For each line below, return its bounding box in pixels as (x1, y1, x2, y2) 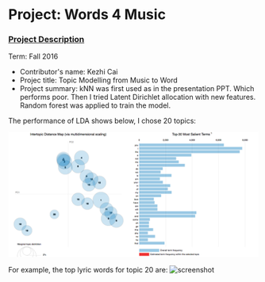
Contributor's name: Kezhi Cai (19, 67, 118, 77)
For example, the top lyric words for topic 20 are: (8, 265, 168, 275)
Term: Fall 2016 (8, 51, 59, 61)
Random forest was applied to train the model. (19, 101, 171, 110)
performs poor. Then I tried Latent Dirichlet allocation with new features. (19, 93, 256, 102)
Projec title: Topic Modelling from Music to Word (19, 75, 179, 85)
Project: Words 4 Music (8, 6, 167, 24)
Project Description (8, 34, 85, 45)
